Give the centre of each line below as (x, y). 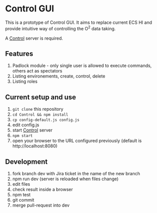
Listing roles (25, 81)
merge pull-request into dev (41, 205)
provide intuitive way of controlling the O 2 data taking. (60, 28)
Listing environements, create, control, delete (59, 76)
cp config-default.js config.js (46, 120)
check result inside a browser (42, 190)
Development (27, 162)
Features (19, 53)
